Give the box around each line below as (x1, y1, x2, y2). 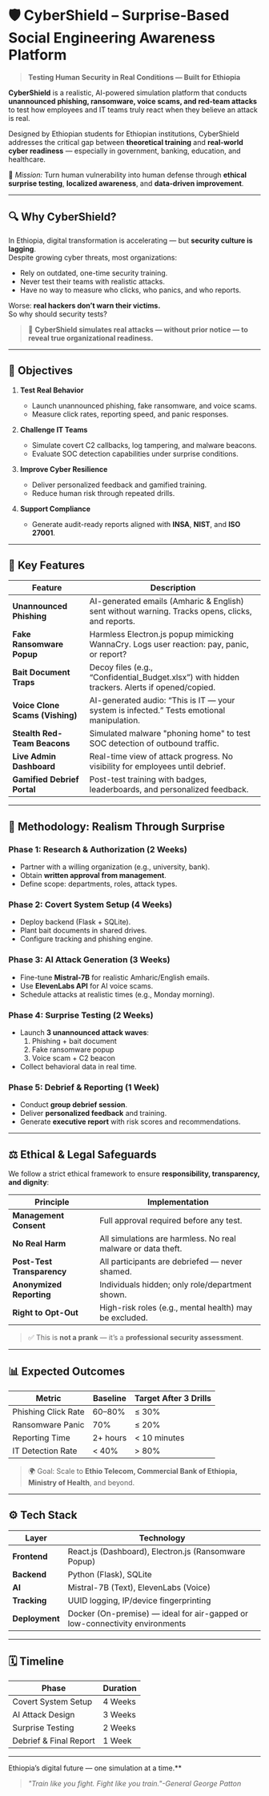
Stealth (12, 728, 41, 739)
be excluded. (99, 1312, 148, 1323)
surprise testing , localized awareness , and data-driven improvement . (8, 178, 244, 188)
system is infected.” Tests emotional (89, 705, 226, 716)
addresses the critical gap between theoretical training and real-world (8, 137, 244, 147)
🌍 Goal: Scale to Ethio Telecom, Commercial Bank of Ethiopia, (27, 1466, 238, 1476)
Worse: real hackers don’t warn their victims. (8, 300, 161, 310)
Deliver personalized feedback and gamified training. (31, 480, 207, 489)
